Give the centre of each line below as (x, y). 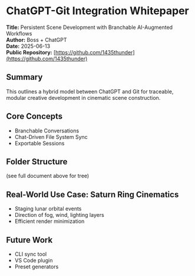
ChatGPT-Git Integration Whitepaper (98, 11)
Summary (24, 77)
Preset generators (37, 267)
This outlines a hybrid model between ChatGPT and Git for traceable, (90, 91)
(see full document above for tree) (48, 176)
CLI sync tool (31, 254)
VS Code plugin (34, 260)
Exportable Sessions (39, 143)
